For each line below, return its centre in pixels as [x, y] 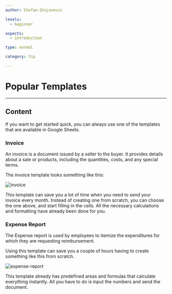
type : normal [19, 47]
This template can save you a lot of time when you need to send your [78, 194]
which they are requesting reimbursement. [50, 241]
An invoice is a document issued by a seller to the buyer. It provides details [84, 154]
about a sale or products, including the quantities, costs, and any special [82, 159]
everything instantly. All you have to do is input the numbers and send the [83, 282]
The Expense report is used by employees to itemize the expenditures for [83, 236]
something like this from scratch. [40, 257]
